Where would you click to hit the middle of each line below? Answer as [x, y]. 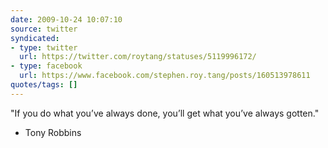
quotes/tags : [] [44, 85]
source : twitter [44, 29]
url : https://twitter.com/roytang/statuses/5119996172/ [138, 57]
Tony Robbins [53, 132]
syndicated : [35, 38]
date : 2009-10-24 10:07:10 [66, 19]
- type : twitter [44, 47]
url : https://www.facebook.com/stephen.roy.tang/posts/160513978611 [165, 76]
